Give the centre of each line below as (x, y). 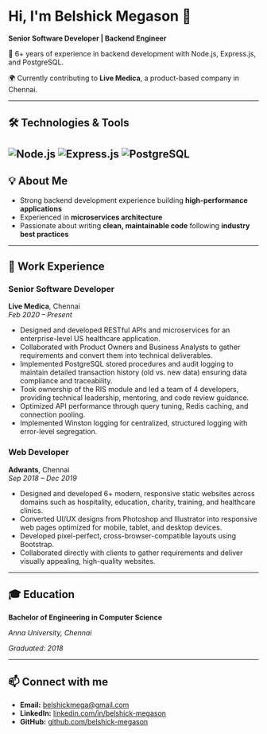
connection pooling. (52, 415)
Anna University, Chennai (50, 633)
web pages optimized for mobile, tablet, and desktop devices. (121, 527)
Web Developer (39, 452)
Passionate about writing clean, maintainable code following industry (135, 225)
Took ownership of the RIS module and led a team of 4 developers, (129, 390)
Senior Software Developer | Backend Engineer (87, 38)
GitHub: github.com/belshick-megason (84, 722)
